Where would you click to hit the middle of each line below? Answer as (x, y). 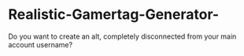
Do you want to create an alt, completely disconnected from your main (122, 36)
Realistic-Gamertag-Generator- (114, 15)
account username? (41, 44)
